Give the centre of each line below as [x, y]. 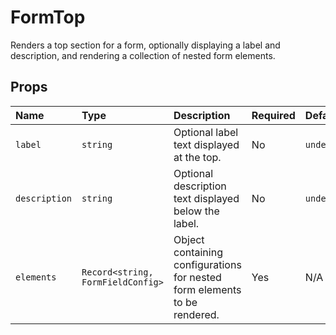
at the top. [197, 157]
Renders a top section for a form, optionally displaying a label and [145, 45]
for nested [197, 277]
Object [189, 239]
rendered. [196, 314]
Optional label [206, 132]
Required [273, 115]
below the [196, 211]
